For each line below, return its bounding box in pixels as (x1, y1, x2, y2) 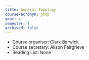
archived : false (5, 26, 39, 30)
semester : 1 (5, 21, 30, 26)
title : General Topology (5, 7, 56, 12)
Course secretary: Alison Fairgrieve (12, 44, 85, 50)
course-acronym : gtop (5, 12, 50, 17)
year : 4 (5, 16, 21, 21)
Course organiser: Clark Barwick (12, 39, 79, 45)
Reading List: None (12, 50, 51, 56)
